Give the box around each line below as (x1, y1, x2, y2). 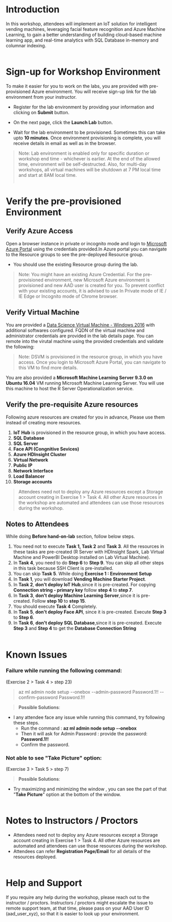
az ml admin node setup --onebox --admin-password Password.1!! (18, 689, 159, 695)
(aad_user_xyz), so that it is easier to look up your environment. (6, 910, 140, 916)
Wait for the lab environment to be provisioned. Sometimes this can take (13, 129, 166, 135)
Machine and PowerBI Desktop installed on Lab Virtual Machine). (13, 554, 150, 561)
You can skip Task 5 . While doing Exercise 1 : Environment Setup (13, 571, 152, 577)
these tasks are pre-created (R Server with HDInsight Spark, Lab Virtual (13, 549, 164, 555)
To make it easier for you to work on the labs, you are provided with (6, 83, 148, 89)
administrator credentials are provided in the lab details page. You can (6, 333, 154, 339)
